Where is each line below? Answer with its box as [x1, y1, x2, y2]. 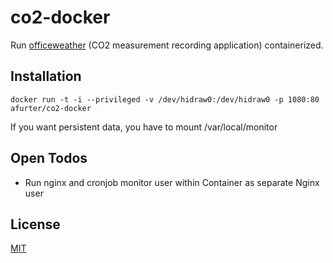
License [10, 216, 61, 233]
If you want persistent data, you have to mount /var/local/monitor [10, 121, 278, 133]
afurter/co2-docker [10, 103, 92, 113]
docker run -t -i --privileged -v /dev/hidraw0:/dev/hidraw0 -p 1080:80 [10, 94, 320, 105]
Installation [10, 68, 82, 85]
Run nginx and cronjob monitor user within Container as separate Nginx [24, 176, 320, 188]
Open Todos [10, 150, 88, 167]
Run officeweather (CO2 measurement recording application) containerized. [10, 39, 324, 51]
